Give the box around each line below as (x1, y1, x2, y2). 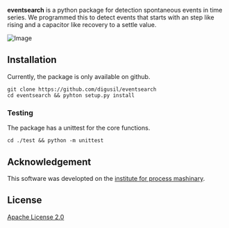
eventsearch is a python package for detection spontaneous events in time (7, 6, 223, 14)
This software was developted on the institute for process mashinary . (7, 174, 205, 182)
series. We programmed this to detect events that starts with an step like (7, 13, 214, 21)
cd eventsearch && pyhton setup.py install (7, 91, 135, 99)
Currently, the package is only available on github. (7, 72, 151, 80)
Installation (7, 54, 57, 66)
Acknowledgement (7, 156, 92, 168)
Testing (7, 107, 33, 117)
